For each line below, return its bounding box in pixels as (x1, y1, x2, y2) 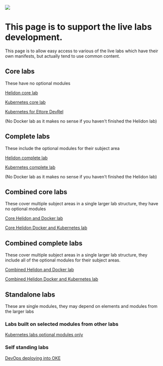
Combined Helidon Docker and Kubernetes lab (5, 276, 98, 282)
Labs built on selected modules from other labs (5, 321, 119, 327)
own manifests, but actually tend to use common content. (5, 53, 120, 59)
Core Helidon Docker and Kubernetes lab (5, 225, 88, 231)
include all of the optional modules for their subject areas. (5, 257, 121, 263)
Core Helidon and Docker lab (5, 215, 63, 221)
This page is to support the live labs (5, 22, 152, 33)
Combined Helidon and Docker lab (5, 267, 74, 273)
